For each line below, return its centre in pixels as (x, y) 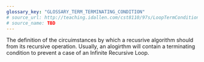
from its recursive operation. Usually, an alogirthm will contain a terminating (101, 46)
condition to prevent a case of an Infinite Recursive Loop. (78, 53)
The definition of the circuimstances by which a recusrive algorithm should (100, 40)
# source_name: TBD (31, 23)
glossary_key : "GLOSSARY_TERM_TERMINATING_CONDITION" (76, 12)
